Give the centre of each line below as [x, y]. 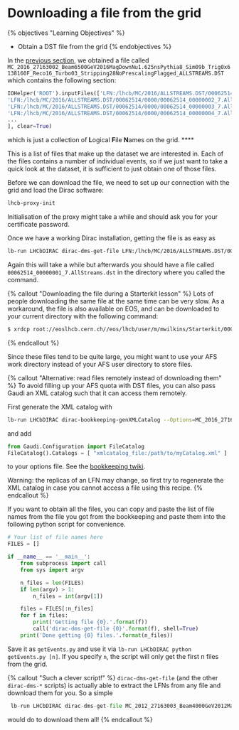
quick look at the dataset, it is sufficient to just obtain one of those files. [112, 169]
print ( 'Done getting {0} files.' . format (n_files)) [97, 635]
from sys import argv [52, 570]
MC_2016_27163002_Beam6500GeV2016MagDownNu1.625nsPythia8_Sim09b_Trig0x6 [119, 67]
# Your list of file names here [55, 537]
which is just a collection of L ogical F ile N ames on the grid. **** [101, 140]
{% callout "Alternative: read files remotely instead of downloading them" [115, 377]
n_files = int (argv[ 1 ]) [68, 596]
